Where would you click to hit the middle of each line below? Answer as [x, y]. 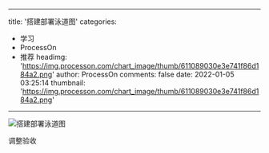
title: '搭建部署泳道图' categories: [63, 22]
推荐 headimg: [44, 57]
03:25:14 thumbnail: [52, 83]
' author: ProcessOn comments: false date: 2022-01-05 [143, 74]
